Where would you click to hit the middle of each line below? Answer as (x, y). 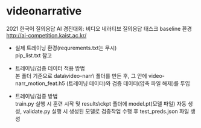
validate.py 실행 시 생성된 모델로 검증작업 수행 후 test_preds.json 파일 (106, 111)
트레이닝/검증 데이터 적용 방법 (50, 68)
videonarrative (44, 11)
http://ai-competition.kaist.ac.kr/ (46, 35)
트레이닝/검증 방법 (36, 96)
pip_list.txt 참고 (33, 55)
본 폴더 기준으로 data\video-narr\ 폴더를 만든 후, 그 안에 (81, 75)
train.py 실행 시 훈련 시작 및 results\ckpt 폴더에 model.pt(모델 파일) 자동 (101, 103)
